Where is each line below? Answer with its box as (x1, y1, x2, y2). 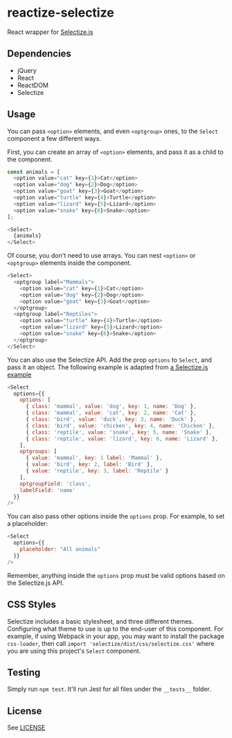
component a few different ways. (7, 134, 102, 143)
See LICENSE (7, 723, 46, 732)
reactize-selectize (7, 5, 114, 21)
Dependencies (7, 48, 71, 60)
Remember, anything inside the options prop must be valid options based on (7, 571, 225, 579)
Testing (7, 667, 41, 678)
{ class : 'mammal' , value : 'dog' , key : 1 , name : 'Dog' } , (25, 403, 197, 410)
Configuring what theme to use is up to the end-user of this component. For (7, 624, 224, 633)
